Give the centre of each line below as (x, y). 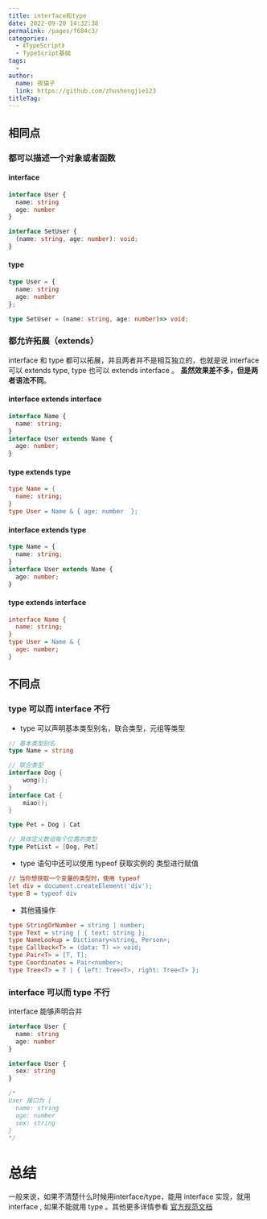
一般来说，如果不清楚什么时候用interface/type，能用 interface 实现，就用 (129, 1196)
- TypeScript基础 (43, 53)
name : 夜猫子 (35, 83)
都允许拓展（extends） (53, 341)
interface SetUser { (43, 232)
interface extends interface (55, 399)
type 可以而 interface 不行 (59, 709)
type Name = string (41, 751)
